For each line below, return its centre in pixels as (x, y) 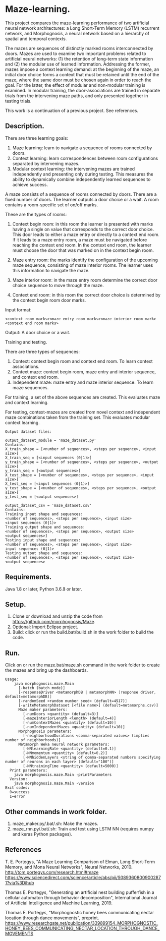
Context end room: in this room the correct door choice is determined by (86, 295)
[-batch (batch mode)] (42, 688)
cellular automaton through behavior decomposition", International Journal (81, 897)
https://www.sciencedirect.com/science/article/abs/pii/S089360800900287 (83, 877)
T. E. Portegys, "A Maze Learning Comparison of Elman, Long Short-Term (80, 862)
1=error (18, 797)
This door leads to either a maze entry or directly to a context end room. (86, 235)
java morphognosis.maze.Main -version (54, 784)
